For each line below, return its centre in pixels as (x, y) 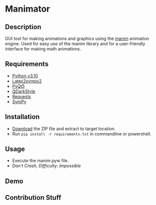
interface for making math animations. (43, 49)
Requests (21, 96)
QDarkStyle (24, 91)
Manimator (27, 9)
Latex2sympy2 (27, 81)
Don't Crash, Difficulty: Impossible (46, 166)
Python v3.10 (25, 76)
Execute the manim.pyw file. (40, 161)
